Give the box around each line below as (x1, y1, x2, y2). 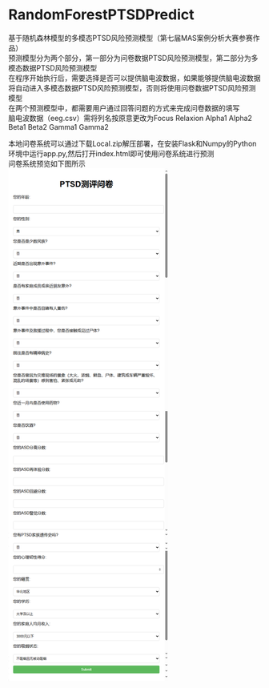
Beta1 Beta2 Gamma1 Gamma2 (8, 122, 110, 131)
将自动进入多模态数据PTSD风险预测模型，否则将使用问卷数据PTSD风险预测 (8, 82, 256, 93)
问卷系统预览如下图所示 (8, 159, 86, 168)
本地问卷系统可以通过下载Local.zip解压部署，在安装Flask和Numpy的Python (8, 139, 257, 148)
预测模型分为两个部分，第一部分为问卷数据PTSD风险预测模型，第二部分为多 (8, 53, 259, 62)
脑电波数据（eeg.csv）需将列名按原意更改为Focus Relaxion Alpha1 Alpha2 (8, 113, 252, 123)
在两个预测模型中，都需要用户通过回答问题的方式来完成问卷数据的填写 (8, 103, 240, 113)
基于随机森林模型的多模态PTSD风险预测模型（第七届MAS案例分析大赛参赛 (8, 33, 254, 42)
